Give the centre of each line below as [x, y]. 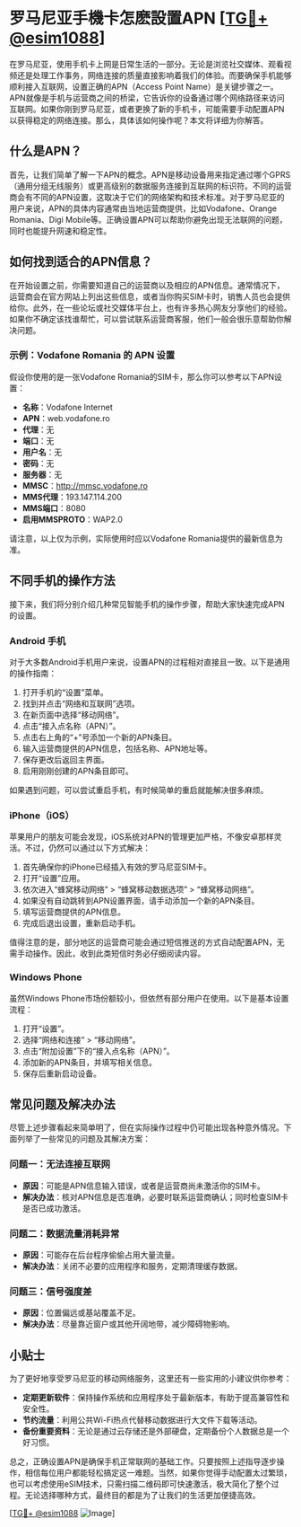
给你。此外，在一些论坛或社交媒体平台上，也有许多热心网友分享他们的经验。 [150, 307]
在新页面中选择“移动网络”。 [73, 714]
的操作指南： [33, 673]
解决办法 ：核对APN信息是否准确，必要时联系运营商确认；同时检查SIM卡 [155, 1196]
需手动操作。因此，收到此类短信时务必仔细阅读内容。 [107, 954]
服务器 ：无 [42, 474]
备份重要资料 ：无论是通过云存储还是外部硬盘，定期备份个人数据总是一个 [155, 1431]
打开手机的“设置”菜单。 [65, 692]
